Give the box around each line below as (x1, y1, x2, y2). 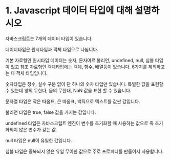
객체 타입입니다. (16, 70, 48, 76)
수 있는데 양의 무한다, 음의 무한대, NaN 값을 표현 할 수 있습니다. (5, 87, 132, 93)
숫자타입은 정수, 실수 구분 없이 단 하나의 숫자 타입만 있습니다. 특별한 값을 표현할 (5, 81, 164, 87)
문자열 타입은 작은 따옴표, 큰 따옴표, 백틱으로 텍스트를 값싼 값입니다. (5, 98, 141, 104)
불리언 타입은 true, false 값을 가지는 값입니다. (5, 109, 96, 115)
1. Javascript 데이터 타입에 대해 (5, 5, 133, 16)
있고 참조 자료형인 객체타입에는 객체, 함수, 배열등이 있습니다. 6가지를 (10, 64, 147, 70)
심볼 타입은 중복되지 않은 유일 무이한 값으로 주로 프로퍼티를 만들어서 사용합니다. (5, 148, 164, 154)
